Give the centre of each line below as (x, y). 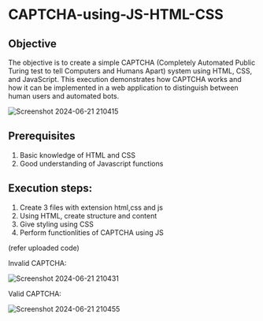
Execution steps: (50, 188)
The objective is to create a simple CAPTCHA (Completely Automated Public (132, 62)
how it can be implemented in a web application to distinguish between (123, 88)
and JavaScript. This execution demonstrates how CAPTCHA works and (125, 79)
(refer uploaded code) (44, 248)
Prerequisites (42, 136)
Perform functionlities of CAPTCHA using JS (91, 232)
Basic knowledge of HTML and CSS (78, 155)
